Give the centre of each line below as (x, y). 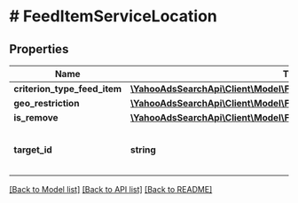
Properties (39, 49)
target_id (33, 150)
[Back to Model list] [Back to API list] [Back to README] (111, 189)
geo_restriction (47, 103)
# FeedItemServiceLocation (113, 16)
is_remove (36, 117)
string (143, 150)
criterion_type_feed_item (68, 89)
